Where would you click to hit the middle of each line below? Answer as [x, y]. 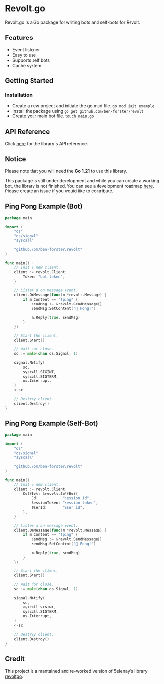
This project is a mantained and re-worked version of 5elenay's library [76, 671]
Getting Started [29, 81]
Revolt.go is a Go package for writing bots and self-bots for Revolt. [73, 22]
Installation [19, 95]
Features [19, 38]
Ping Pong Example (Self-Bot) [51, 424]
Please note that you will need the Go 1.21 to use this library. [66, 171]
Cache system [27, 65]
